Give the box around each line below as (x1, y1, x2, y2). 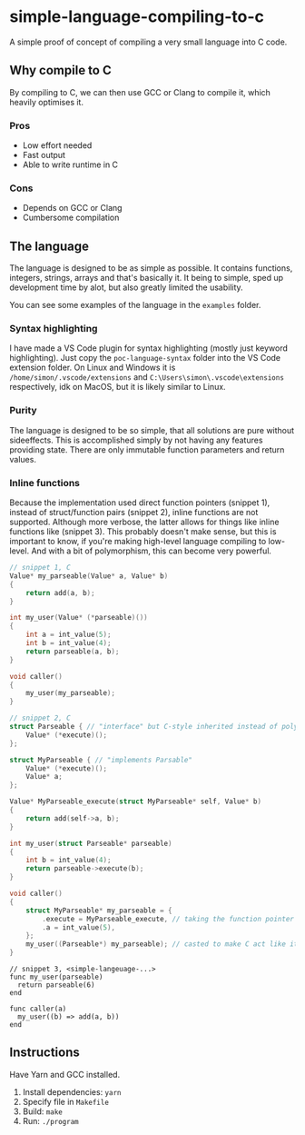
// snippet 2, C (9, 713, 71, 723)
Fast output (22, 150, 66, 161)
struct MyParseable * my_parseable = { (25, 906, 172, 915)
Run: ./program (22, 1115, 79, 1126)
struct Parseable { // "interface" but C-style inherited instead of (9, 722, 279, 732)
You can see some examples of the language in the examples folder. (9, 300, 261, 311)
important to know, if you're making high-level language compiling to (9, 536, 267, 547)
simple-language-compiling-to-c (9, 6, 265, 27)
